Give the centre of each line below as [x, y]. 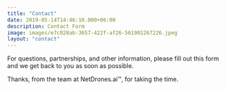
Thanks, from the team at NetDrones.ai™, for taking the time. [93, 79]
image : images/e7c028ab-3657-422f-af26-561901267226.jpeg [92, 33]
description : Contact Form [46, 26]
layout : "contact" [34, 39]
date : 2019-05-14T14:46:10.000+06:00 [62, 20]
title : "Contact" [32, 13]
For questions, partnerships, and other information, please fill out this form [113, 58]
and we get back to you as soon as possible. [70, 66]
